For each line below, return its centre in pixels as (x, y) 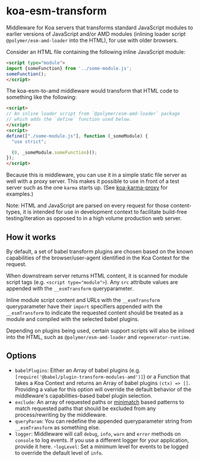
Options (21, 356)
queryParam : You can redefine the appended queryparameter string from (103, 421)
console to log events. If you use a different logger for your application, (102, 440)
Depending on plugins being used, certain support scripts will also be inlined (100, 331)
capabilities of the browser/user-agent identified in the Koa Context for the (98, 258)
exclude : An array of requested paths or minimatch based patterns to (99, 402)
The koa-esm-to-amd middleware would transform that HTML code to (93, 91)
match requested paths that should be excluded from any (85, 408)
